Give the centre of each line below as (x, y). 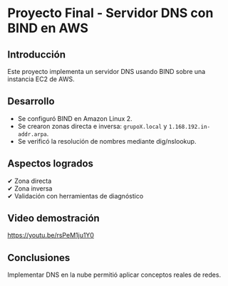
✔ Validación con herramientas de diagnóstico (76, 196)
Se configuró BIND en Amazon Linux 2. (75, 118)
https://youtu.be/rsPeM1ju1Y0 (51, 235)
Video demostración (53, 218)
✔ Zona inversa (30, 188)
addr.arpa (32, 134)
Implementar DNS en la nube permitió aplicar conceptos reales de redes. (114, 275)
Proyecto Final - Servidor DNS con (110, 13)
